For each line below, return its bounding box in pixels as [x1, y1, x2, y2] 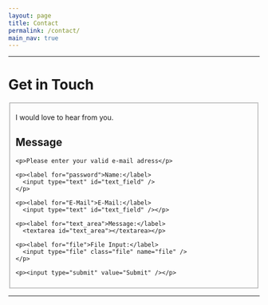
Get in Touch [8, 76, 94, 94]
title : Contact [8, 19, 59, 27]
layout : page [8, 11, 52, 20]
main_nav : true [8, 34, 59, 42]
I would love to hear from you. [15, 113, 114, 122]
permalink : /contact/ [8, 26, 81, 34]
